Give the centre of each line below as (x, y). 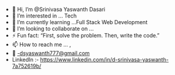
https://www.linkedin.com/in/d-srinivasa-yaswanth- (104, 60)
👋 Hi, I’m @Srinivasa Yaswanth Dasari (59, 9)
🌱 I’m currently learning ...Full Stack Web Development (80, 22)
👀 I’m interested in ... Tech (44, 16)
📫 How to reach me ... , (41, 44)
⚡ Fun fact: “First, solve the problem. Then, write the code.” (86, 35)
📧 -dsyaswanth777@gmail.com (51, 53)
